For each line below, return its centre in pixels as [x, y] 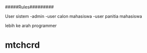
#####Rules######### [30, 7]
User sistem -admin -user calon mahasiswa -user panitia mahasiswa [73, 16]
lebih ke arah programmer [31, 26]
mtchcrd [23, 45]
